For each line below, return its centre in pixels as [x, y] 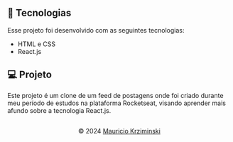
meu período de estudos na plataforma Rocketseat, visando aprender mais [116, 103]
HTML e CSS [37, 44]
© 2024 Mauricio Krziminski [119, 131]
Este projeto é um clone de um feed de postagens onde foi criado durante [115, 95]
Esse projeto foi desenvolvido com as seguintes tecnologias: [96, 30]
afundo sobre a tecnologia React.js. [59, 110]
